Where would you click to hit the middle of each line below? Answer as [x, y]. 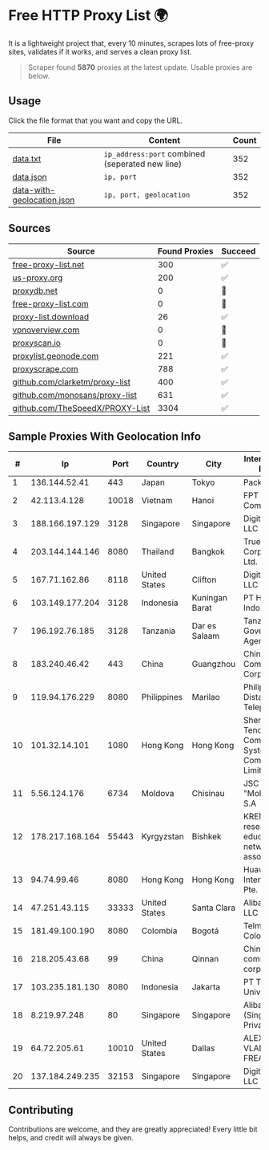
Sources [30, 228]
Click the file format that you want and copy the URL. [95, 120]
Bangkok [209, 552]
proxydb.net [35, 291]
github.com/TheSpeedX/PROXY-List [81, 408]
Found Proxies [185, 251]
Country [163, 464]
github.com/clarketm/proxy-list [71, 382]
